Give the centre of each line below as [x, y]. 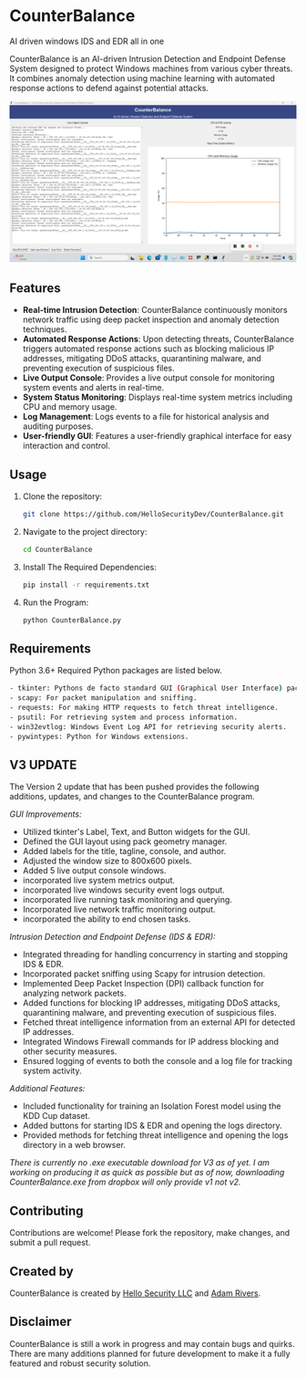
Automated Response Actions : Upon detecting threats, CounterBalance [158, 339]
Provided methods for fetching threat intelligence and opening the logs [155, 1135]
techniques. [45, 329]
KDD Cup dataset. [56, 1116]
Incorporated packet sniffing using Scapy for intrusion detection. [144, 974]
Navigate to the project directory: [85, 531]
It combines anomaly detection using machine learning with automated [143, 78]
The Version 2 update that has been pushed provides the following [134, 787]
